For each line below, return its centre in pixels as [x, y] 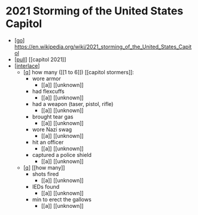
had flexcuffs [48, 91]
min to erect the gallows [62, 199]
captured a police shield [62, 155]
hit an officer [48, 142]
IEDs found [46, 186]
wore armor [46, 78]
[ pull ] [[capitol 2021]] [40, 59]
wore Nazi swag [52, 129]
